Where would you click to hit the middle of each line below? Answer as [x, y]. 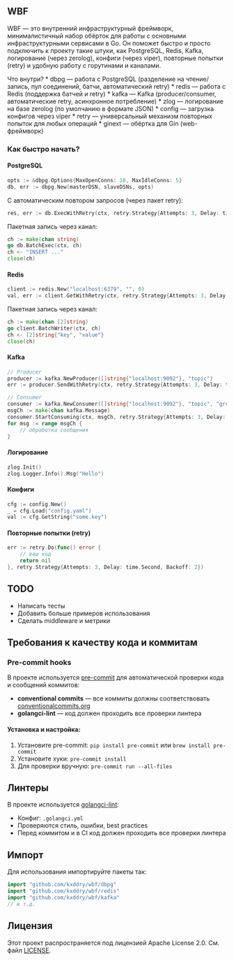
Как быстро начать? [44, 149]
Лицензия [30, 926]
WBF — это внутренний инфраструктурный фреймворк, [91, 28]
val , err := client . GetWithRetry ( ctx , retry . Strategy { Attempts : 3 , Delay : [118, 296]
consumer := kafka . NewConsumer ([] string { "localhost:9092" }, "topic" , [110, 404]
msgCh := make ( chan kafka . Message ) [59, 411]
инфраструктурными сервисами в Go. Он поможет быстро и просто [109, 43]
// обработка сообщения [54, 430]
